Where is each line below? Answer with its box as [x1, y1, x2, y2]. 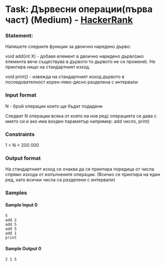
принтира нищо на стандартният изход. [5, 64, 91, 70]
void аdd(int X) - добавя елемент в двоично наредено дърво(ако [5, 53, 144, 59]
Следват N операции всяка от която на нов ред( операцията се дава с [5, 113, 157, 119]
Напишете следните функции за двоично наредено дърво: [5, 44, 131, 50]
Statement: [5, 32, 34, 39]
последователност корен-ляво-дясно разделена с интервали [5, 79, 138, 85]
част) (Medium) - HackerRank [5, 14, 133, 26]
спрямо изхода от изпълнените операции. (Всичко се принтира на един [5, 171, 160, 178]
